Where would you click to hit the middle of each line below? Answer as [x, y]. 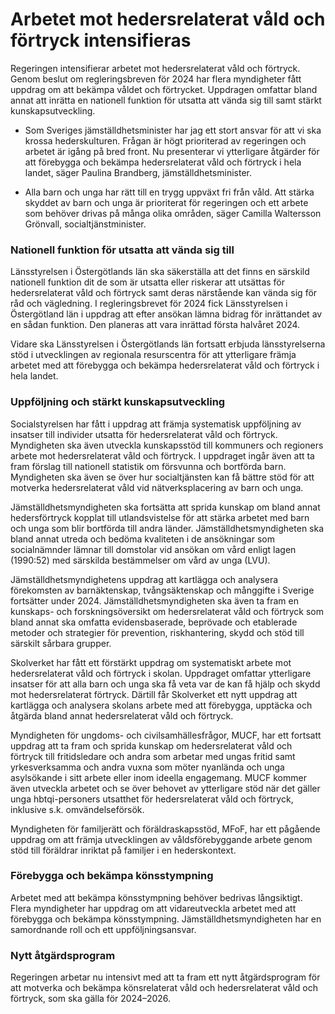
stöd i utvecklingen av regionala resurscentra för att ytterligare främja [153, 355]
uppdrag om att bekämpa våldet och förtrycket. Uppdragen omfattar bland [164, 89]
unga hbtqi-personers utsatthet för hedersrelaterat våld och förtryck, [152, 799]
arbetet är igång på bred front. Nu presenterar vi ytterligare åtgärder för [172, 151]
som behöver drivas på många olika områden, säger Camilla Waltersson [173, 213]
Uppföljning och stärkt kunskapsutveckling [118, 402]
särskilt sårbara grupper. [61, 643]
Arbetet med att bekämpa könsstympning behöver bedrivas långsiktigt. [156, 897]
